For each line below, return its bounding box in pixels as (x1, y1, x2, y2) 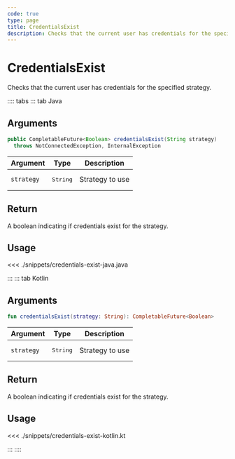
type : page (7, 17, 39, 24)
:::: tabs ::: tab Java (7, 97, 62, 105)
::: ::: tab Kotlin (7, 274, 49, 283)
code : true (7, 10, 39, 18)
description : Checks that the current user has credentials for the (7, 29, 211, 37)
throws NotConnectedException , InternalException (13, 142, 161, 149)
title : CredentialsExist (7, 23, 80, 30)
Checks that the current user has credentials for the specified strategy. (7, 84, 212, 92)
